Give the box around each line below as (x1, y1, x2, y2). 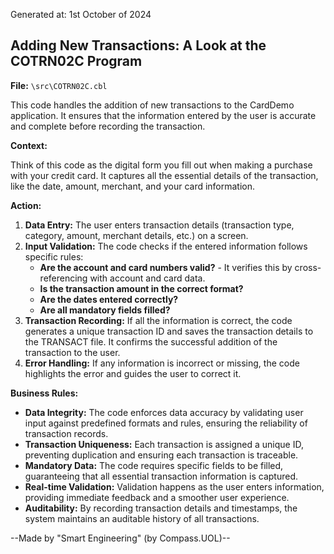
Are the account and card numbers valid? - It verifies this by (39, 261, 293, 273)
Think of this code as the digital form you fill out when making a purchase (10, 159, 313, 171)
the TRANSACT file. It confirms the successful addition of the (24, 335, 278, 348)
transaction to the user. (24, 346, 121, 358)
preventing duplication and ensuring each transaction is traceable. (24, 449, 299, 461)
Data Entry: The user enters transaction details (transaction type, (24, 219, 295, 231)
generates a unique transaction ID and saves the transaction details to (24, 325, 314, 337)
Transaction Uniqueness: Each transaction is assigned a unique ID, (24, 438, 304, 450)
